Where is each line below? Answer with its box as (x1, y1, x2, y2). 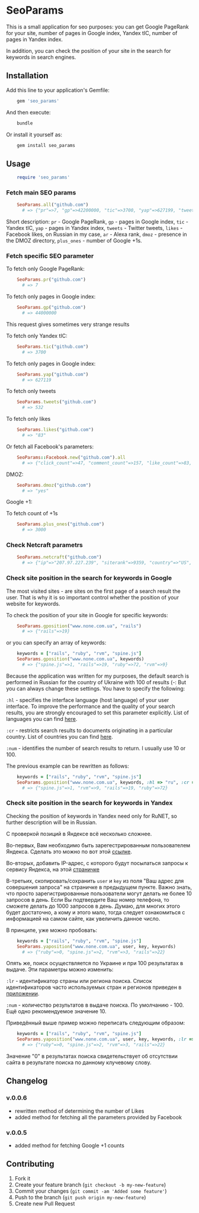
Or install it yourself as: (6, 131, 62, 138)
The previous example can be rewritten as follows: (6, 762, 129, 770)
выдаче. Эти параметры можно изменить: (6, 966, 114, 973)
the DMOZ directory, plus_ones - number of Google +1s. (6, 237, 142, 244)
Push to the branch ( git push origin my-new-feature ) (14, 1193, 146, 1201)
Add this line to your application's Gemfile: (6, 87, 110, 94)
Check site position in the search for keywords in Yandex (6, 799, 173, 807)
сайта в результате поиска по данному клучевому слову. (6, 1059, 152, 1066)
